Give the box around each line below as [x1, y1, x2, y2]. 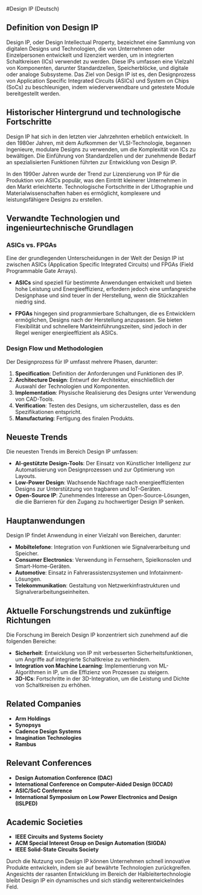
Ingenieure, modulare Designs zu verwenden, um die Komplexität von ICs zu [6, 145, 196, 153]
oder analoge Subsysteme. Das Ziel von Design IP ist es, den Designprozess [6, 71, 196, 78]
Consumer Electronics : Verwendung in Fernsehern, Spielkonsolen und [14, 556, 192, 564]
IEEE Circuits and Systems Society [14, 833, 104, 841]
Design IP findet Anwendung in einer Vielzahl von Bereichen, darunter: [6, 532, 181, 539]
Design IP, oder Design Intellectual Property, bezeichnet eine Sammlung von [6, 39, 196, 46]
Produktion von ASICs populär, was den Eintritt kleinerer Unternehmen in [6, 176, 187, 183]
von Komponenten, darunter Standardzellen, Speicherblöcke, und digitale [6, 64, 189, 71]
